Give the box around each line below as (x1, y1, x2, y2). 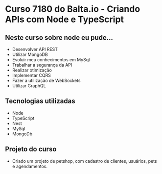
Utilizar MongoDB (12, 51, 48, 57)
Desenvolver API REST (12, 47, 58, 52)
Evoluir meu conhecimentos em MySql (12, 57, 90, 62)
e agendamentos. (12, 163, 48, 169)
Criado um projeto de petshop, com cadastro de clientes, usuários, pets (12, 158, 157, 164)
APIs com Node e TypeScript (5, 14, 124, 25)
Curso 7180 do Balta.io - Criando (5, 3, 140, 15)
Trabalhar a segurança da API (12, 62, 72, 68)
